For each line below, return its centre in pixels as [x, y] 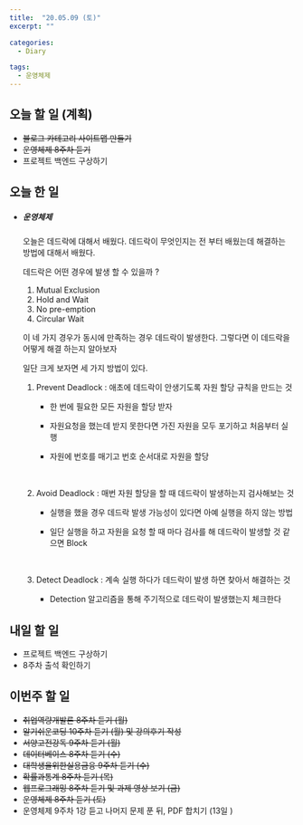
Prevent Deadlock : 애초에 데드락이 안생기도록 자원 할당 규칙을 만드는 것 [164, 388]
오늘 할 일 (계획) [51, 115]
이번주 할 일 [40, 697]
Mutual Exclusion [68, 290]
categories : [32, 43]
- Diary [32, 51]
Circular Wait [60, 319]
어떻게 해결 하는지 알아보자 [70, 349]
